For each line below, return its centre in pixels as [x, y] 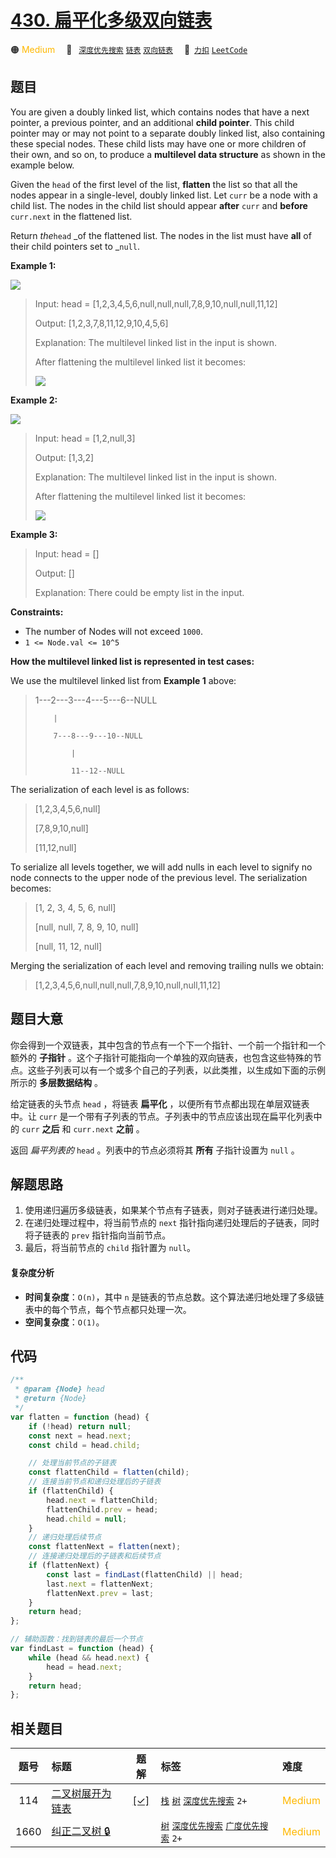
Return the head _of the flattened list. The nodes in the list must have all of [161, 235]
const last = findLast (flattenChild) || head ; [145, 1574]
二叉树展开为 [81, 1794]
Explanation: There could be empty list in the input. [139, 592]
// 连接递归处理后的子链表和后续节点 [95, 1556]
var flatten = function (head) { [80, 1417]
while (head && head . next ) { [89, 1657]
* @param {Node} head [59, 1389]
